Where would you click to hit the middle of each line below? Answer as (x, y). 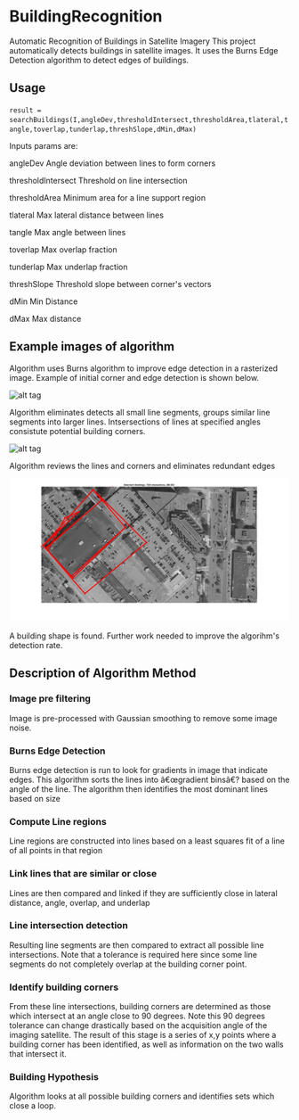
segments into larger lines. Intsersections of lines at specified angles (135, 422)
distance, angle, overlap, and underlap (80, 902)
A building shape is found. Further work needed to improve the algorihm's (145, 636)
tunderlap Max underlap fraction (69, 267)
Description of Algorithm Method (103, 674)
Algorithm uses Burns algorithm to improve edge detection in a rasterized (144, 368)
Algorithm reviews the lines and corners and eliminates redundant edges (142, 465)
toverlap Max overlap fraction (63, 249)
